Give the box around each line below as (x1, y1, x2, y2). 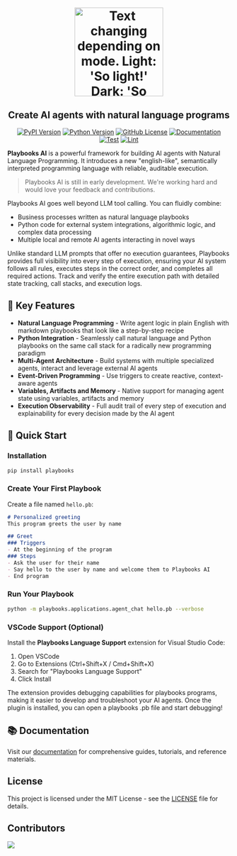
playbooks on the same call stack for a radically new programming (17, 341, 212, 350)
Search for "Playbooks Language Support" (17, 667, 143, 676)
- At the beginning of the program (7, 546, 112, 553)
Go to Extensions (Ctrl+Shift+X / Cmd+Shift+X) (17, 660, 154, 668)
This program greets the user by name (7, 520, 122, 528)
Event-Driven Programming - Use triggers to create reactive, (17, 371, 197, 379)
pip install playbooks (7, 467, 74, 474)
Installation (7, 451, 47, 461)
